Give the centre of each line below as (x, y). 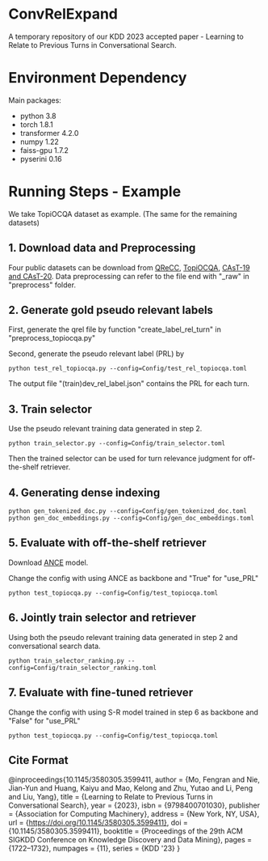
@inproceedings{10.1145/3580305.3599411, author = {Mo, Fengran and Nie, (134, 780)
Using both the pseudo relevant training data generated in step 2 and (123, 637)
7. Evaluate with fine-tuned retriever (101, 693)
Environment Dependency (98, 78)
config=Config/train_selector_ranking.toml (83, 668)
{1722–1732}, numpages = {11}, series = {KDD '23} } (94, 848)
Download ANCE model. (48, 562)
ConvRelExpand (63, 14)
